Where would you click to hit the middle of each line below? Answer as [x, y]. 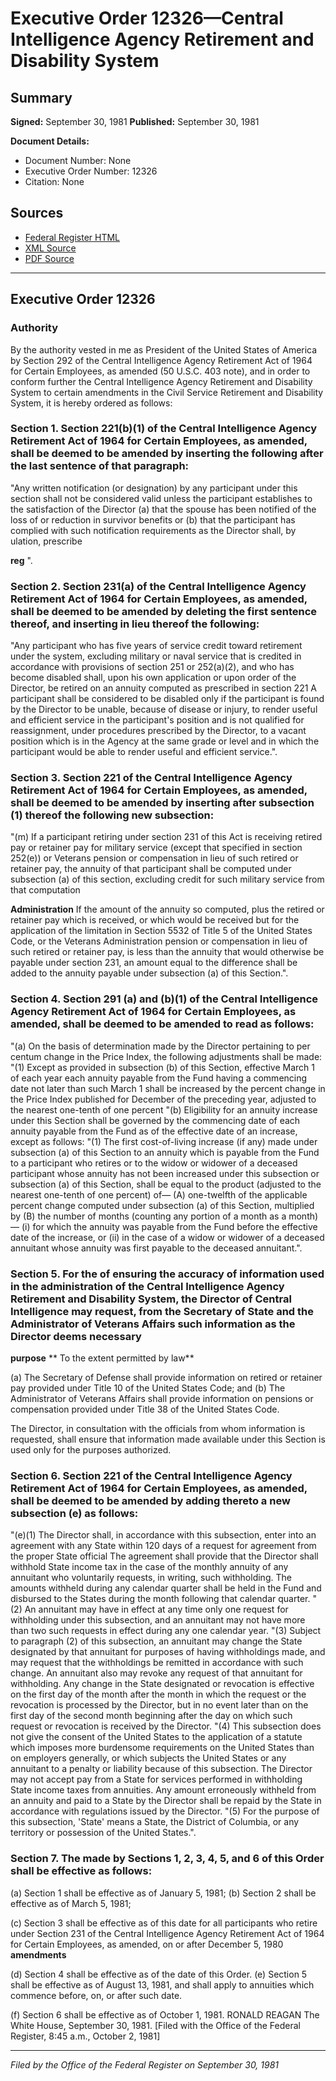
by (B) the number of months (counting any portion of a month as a [148, 1216]
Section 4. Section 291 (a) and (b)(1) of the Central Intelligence [164, 999]
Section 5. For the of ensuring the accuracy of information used [167, 1274]
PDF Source [49, 258]
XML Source [50, 248]
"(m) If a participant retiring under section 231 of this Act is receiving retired [166, 837]
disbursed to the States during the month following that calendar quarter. [160, 1599]
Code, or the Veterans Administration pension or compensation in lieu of [159, 941]
